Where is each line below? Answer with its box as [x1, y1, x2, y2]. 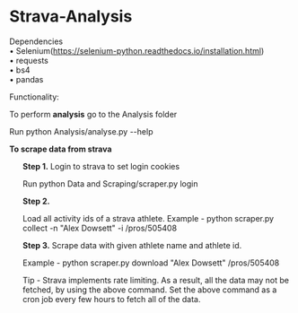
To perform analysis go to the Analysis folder [9, 109, 178, 119]
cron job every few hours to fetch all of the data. [22, 293, 201, 304]
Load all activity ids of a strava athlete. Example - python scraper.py [22, 213, 275, 223]
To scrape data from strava [9, 143, 112, 154]
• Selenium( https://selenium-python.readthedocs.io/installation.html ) [9, 45, 265, 56]
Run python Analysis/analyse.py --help [9, 126, 153, 136]
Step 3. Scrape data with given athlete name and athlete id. [22, 239, 242, 250]
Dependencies [9, 36, 64, 47]
